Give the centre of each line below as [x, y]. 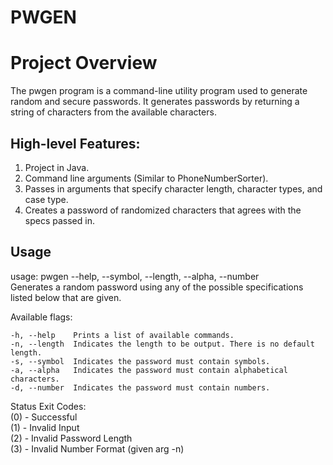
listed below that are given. [66, 297]
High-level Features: [75, 143]
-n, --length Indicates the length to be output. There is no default [162, 344]
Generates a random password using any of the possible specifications [157, 287]
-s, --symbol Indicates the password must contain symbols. [140, 361]
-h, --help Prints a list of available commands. [122, 335]
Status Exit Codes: [48, 406]
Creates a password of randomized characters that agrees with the [163, 210]
